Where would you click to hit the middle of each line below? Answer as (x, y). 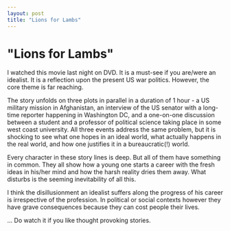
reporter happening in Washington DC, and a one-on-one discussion (118, 115)
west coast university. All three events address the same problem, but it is (112, 130)
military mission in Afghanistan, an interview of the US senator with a (104, 108)
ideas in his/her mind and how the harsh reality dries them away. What (107, 172)
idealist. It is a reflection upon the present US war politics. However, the (108, 80)
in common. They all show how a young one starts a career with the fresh (111, 165)
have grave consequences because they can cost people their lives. (104, 207)
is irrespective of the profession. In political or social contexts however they (114, 200)
